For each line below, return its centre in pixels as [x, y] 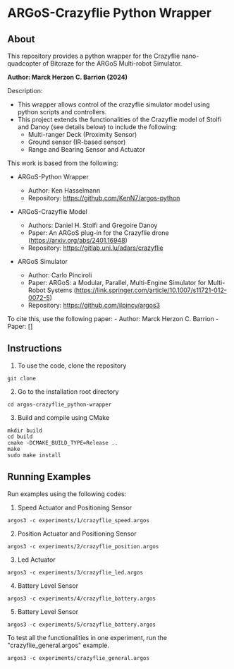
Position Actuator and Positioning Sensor [77, 534]
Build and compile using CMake [63, 417]
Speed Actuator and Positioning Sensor [75, 507]
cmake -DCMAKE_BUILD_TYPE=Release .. [63, 442]
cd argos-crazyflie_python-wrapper [60, 404]
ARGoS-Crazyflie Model [53, 212]
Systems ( [61, 290]
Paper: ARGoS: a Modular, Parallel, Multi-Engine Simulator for [117, 283]
